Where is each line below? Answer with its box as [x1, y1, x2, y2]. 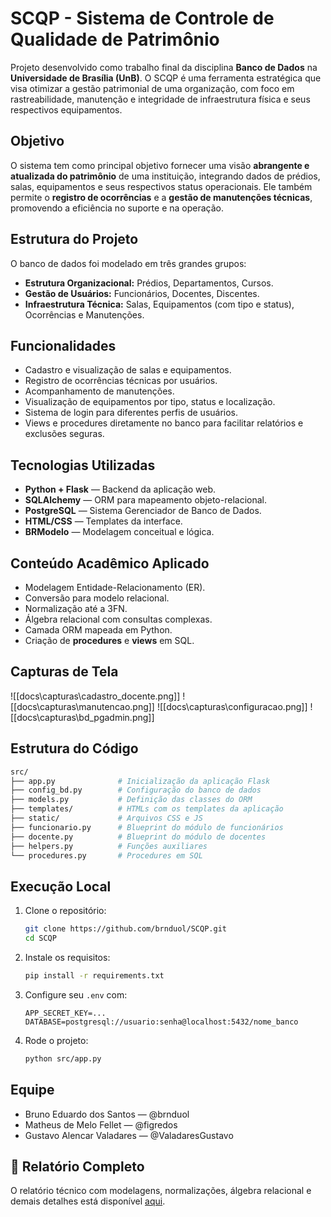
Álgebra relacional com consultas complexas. [24, 613, 213, 625]
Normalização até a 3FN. [24, 603, 128, 614]
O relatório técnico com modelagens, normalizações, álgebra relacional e [10, 1185, 312, 1197]
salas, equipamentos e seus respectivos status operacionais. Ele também [10, 180, 313, 192]
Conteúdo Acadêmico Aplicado [10, 555, 210, 572]
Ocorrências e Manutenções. [24, 308, 145, 321]
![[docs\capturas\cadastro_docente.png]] [10, 690, 181, 702]
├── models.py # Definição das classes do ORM [10, 795, 253, 805]
